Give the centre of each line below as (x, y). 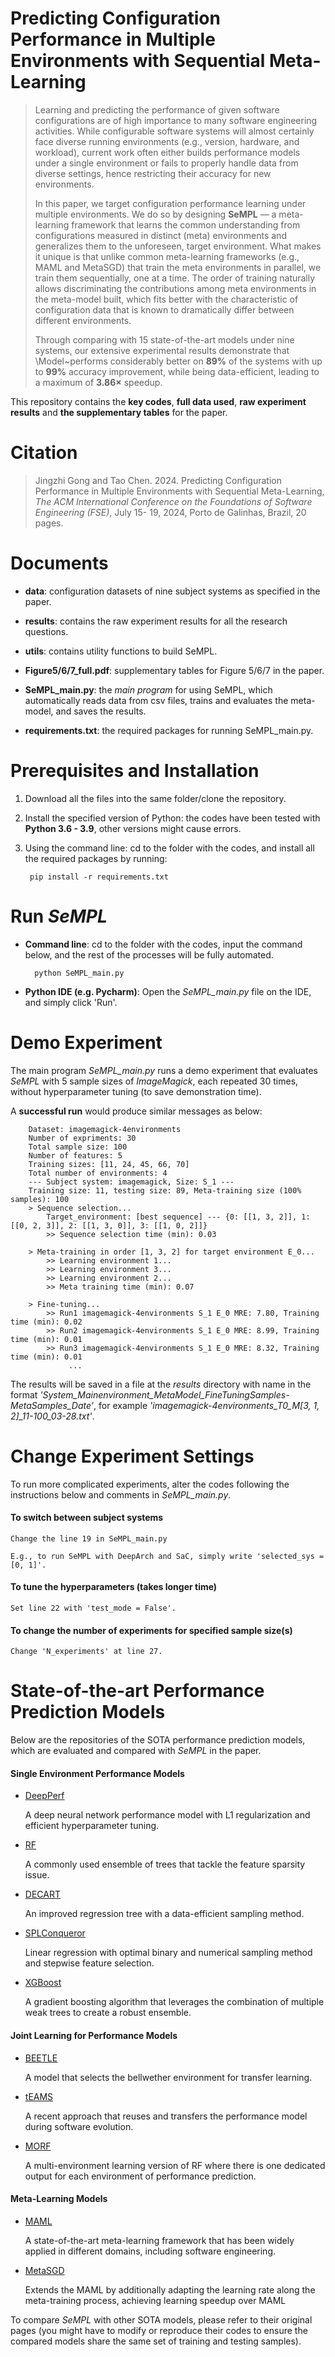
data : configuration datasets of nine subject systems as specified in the (172, 591)
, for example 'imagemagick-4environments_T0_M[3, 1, (206, 1405)
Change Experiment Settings (132, 1456)
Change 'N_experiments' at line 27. (86, 1652)
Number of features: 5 (75, 1155)
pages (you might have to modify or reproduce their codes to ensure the (159, 2330)
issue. (37, 1875)
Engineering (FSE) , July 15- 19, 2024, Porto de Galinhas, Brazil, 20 (170, 512)
